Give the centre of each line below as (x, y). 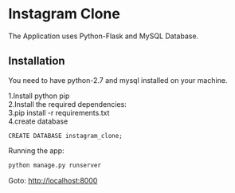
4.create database (38, 121)
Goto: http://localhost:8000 (53, 180)
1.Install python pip (39, 96)
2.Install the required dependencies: (68, 104)
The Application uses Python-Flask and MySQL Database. (104, 36)
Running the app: (37, 150)
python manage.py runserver (55, 165)
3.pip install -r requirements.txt (59, 112)
